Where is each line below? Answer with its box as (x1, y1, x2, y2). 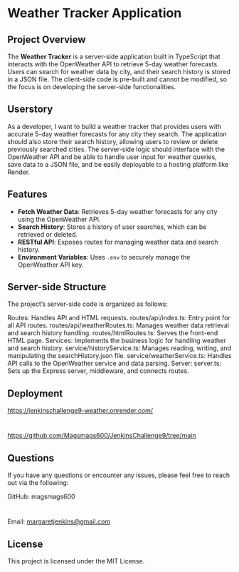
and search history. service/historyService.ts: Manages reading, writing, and (7, 344, 232, 352)
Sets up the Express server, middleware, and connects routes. (7, 367, 190, 375)
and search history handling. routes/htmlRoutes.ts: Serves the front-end (7, 329, 218, 337)
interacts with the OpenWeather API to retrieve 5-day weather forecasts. (7, 60, 219, 68)
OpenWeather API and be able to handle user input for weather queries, (7, 152, 217, 161)
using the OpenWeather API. (17, 215, 101, 223)
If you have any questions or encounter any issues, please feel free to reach (7, 471, 230, 479)
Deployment (7, 387, 63, 399)
